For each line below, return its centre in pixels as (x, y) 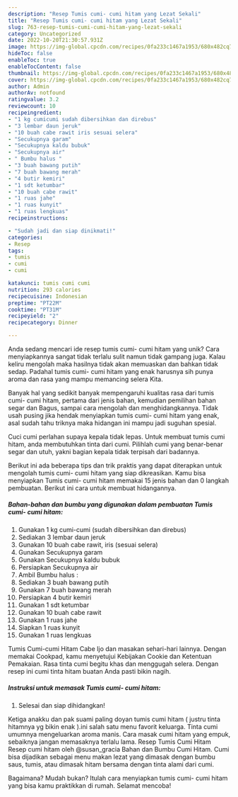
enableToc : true (32, 60)
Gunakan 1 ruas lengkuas (55, 635)
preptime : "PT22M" (35, 303)
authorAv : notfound (37, 93)
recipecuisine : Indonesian (48, 296)
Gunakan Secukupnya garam (60, 552)
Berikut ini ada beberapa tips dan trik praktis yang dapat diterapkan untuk (115, 465)
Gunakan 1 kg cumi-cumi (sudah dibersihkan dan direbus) (102, 529)
